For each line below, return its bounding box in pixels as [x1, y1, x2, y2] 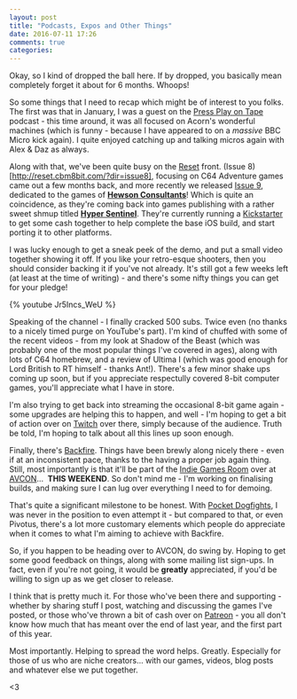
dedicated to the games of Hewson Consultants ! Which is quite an [9, 190, 254, 200]
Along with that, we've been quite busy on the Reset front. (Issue [9, 161, 246, 172]
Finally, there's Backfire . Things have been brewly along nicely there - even [9, 445, 285, 456]
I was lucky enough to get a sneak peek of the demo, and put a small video [9, 245, 284, 255]
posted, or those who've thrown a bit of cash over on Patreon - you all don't [9, 609, 286, 621]
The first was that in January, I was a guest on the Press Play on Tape [9, 106, 264, 117]
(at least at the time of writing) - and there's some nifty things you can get [9, 272, 279, 284]
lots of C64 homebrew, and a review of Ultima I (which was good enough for [9, 354, 288, 365]
